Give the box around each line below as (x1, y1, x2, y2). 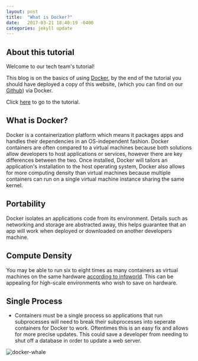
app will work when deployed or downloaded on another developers (6, 227, 173, 234)
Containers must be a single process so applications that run (14, 312, 163, 319)
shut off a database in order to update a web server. (14, 337, 142, 344)
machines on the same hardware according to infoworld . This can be (6, 273, 174, 280)
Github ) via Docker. (6, 87, 53, 94)
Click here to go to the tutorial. (6, 98, 80, 106)
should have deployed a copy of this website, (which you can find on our (6, 81, 183, 88)
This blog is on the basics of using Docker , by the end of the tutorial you (6, 75, 182, 82)
